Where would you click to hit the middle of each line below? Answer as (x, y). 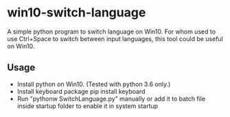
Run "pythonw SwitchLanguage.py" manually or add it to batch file (111, 99)
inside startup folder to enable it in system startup (88, 106)
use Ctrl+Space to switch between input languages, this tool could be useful (115, 38)
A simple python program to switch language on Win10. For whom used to (112, 31)
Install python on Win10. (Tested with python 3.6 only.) (94, 84)
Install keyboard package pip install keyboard (81, 91)
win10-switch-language (77, 13)
